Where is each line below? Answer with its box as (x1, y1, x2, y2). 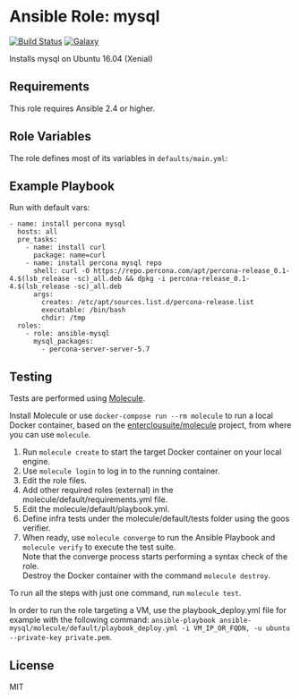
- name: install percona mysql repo (25, 259, 163, 268)
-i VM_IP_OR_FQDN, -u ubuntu (181, 624, 291, 633)
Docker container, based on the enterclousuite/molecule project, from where (9, 420, 292, 430)
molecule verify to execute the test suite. (21, 541, 176, 552)
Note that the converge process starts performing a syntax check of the (21, 551, 288, 562)
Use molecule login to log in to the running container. (21, 465, 221, 476)
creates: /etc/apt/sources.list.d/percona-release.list (41, 298, 254, 307)
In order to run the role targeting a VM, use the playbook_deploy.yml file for (9, 605, 287, 616)
